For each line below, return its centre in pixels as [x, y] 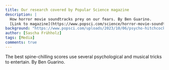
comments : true [21, 42]
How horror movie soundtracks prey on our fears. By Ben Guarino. [81, 19]
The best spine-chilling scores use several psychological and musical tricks [83, 56]
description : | [21, 14]
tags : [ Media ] [20, 38]
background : [18, 28]
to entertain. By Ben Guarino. [35, 62]
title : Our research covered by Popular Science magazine [67, 10]
